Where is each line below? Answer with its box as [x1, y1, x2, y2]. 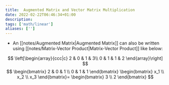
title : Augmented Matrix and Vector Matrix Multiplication [5, 7, 136, 13]
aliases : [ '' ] [5, 26, 36, 31]
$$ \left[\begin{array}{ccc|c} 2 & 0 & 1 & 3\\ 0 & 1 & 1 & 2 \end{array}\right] [7, 55, 163, 61]
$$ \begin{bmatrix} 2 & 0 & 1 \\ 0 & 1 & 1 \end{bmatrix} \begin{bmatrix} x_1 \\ [6, 69, 164, 75]
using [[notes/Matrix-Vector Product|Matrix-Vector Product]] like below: [12, 46, 163, 52]
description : [5, 17, 33, 22]
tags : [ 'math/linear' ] [5, 21, 53, 27]
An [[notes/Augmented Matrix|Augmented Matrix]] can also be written [12, 40, 160, 46]
